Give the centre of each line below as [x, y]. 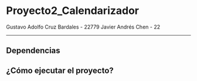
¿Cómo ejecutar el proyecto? [60, 70]
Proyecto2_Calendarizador [73, 11]
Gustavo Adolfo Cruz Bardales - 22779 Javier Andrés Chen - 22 [83, 27]
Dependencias [33, 51]
